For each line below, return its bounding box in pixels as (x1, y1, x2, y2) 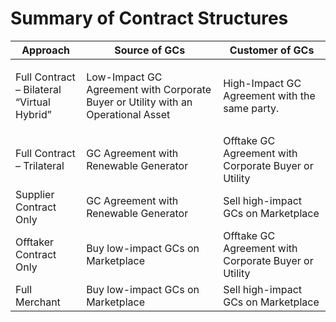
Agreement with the (223, 88, 316, 102)
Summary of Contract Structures (10, 7, 289, 30)
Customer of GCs (229, 43, 315, 57)
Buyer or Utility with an (86, 95, 193, 109)
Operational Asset (86, 107, 171, 121)
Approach (21, 43, 70, 57)
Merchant (15, 295, 61, 309)
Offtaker (15, 235, 54, 249)
